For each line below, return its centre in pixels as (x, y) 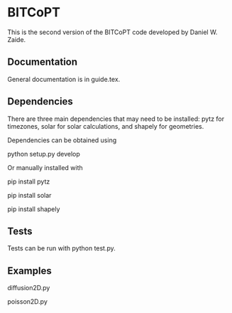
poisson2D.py (28, 302)
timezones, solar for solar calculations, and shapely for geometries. (106, 126)
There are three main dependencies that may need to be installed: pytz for (116, 119)
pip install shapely (34, 209)
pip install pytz (29, 181)
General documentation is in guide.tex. (64, 79)
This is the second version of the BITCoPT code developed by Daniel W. (112, 32)
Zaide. (17, 39)
